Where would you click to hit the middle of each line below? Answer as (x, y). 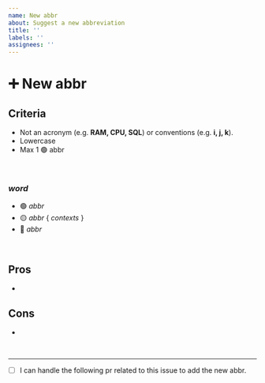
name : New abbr (33, 15)
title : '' (24, 30)
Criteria (27, 113)
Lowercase (37, 141)
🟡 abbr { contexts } (52, 218)
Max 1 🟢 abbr (42, 150)
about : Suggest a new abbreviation (67, 23)
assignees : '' (32, 45)
